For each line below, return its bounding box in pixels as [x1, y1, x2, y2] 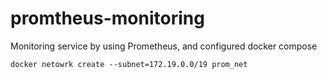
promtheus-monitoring [10, 7, 205, 30]
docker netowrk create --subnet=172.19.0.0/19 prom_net [10, 59, 248, 69]
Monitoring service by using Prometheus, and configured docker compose [10, 40, 318, 52]
